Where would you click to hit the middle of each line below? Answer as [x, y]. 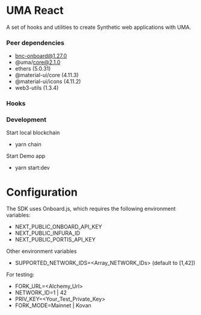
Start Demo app [26, 156]
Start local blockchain [33, 133]
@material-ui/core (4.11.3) [47, 75]
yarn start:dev [32, 168]
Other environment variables [42, 251]
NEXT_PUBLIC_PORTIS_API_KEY [55, 240]
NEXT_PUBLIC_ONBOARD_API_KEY [58, 227]
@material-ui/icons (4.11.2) [48, 81]
